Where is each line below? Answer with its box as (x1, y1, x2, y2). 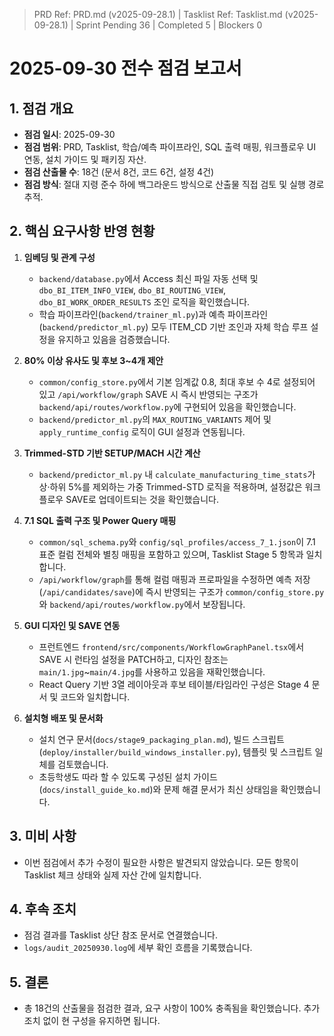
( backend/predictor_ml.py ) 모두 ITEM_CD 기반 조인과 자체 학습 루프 (38, 320, 309, 333)
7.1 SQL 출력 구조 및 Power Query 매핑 (23, 514, 177, 526)
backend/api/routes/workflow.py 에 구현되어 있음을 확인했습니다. (38, 400, 297, 413)
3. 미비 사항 (9, 828, 77, 845)
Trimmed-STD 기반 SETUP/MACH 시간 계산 (23, 447, 201, 459)
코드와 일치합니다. (60, 690, 131, 703)
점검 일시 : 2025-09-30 (23, 129, 116, 140)
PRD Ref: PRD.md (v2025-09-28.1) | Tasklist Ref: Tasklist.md (33, 9, 283, 20)
